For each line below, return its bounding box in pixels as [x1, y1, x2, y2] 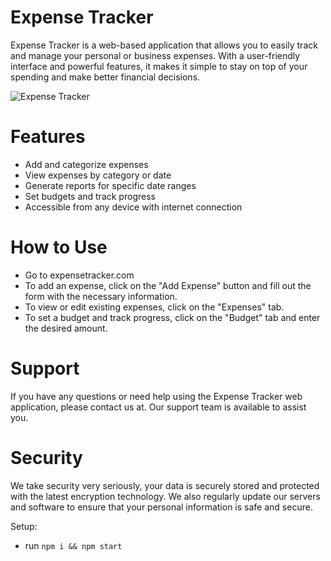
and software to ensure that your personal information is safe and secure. [10, 501, 313, 513]
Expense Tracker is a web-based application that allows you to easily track [10, 39, 318, 51]
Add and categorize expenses [24, 158, 149, 170]
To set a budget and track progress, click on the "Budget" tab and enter [24, 311, 321, 323]
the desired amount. [24, 322, 108, 334]
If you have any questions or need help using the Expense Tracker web [10, 390, 303, 402]
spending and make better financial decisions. [10, 71, 201, 83]
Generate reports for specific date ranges [24, 179, 197, 191]
